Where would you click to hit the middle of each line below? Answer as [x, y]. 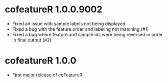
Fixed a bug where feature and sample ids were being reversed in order [87, 34]
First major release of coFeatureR [47, 75]
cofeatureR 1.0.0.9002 [54, 9]
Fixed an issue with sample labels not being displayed [69, 24]
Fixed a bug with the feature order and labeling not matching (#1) [80, 29]
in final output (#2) [32, 40]
